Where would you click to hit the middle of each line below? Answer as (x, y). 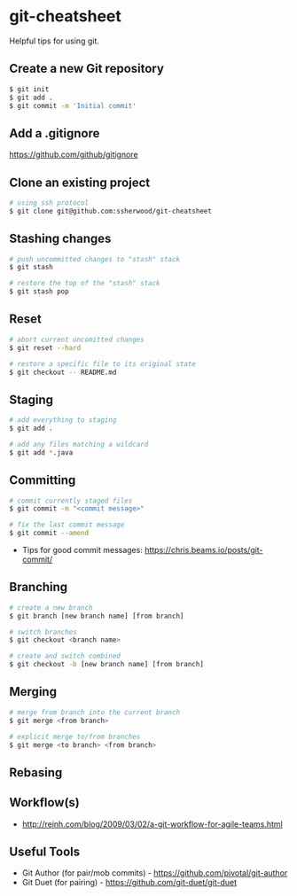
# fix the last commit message (67, 525)
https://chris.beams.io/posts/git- (204, 550)
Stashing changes (60, 239)
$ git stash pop (39, 292)
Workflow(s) (44, 803)
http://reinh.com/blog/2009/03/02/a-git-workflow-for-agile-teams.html (152, 824)
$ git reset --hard (45, 347)
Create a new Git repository (86, 69)
